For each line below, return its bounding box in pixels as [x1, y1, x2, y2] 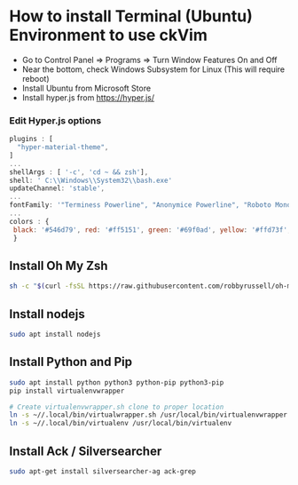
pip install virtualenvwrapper [9, 386, 125, 395]
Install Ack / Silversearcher [9, 443, 162, 458]
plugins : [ [9, 135, 53, 144]
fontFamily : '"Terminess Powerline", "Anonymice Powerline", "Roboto [9, 201, 272, 210]
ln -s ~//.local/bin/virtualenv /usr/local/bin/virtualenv [9, 419, 232, 428]
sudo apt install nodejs [9, 330, 101, 339]
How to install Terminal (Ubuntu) [9, 6, 253, 27]
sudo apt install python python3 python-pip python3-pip [9, 378, 224, 387]
